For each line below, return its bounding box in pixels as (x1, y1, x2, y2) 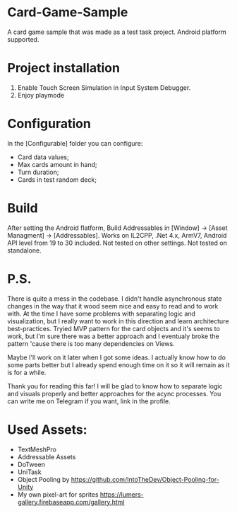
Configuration (7, 116, 92, 132)
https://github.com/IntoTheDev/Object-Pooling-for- (71, 475, 220, 483)
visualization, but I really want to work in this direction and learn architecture (7, 316, 229, 325)
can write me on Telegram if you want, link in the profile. (7, 397, 171, 405)
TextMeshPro (17, 445, 56, 454)
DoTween (17, 460, 46, 468)
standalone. (7, 246, 42, 255)
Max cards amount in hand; (17, 160, 97, 168)
